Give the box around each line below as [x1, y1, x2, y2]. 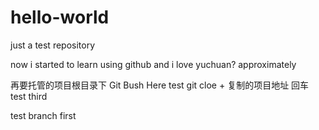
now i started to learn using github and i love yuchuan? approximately [10, 58, 297, 70]
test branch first [10, 109, 77, 121]
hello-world [10, 6, 110, 29]
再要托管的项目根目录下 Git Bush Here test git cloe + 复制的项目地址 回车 [10, 79, 310, 91]
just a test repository [10, 39, 96, 51]
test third [10, 90, 48, 102]
